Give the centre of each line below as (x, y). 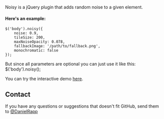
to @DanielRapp (21, 112)
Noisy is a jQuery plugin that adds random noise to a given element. (74, 7)
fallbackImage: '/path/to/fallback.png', (57, 46)
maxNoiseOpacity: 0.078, (40, 42)
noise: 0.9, (26, 33)
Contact (18, 94)
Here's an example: (25, 18)
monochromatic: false (36, 51)
